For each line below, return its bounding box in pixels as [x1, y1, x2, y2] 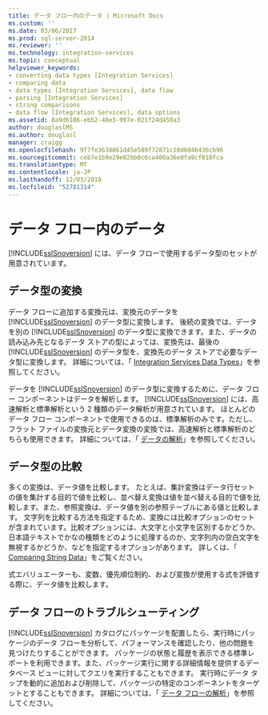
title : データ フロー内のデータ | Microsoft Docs [8, 11, 164, 20]
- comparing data [8, 79, 66, 87]
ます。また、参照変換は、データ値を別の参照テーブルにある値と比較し [22, 503, 253, 512]
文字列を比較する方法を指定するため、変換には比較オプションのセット [23, 512, 255, 522]
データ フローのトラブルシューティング [8, 605, 200, 619]
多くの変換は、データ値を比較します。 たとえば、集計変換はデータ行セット [8, 483, 255, 492]
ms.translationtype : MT [8, 161, 88, 169]
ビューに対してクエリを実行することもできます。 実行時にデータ [38, 669, 250, 678]
